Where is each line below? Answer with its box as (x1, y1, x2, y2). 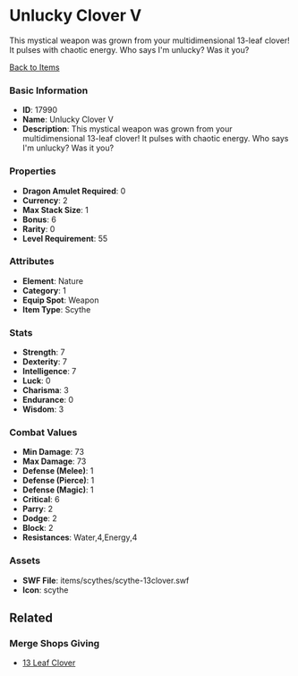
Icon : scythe (21, 584, 69, 595)
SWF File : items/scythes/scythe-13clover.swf (21, 575, 190, 586)
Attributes (9, 255, 55, 268)
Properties (9, 165, 56, 177)
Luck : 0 (21, 375, 51, 386)
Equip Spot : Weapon (21, 295, 99, 305)
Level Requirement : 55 (21, 233, 108, 244)
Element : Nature (21, 275, 83, 287)
